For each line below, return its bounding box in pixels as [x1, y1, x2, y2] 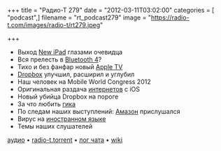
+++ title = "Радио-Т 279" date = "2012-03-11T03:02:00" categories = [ [7, 6, 215, 14]
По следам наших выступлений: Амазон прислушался [17, 108, 180, 115]
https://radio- [150, 13, 190, 22]
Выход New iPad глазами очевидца [17, 48, 123, 56]
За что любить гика [17, 100, 76, 108]
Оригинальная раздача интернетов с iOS [17, 85, 141, 93]
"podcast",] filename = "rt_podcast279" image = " [7, 13, 152, 22]
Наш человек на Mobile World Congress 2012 [17, 78, 152, 86]
